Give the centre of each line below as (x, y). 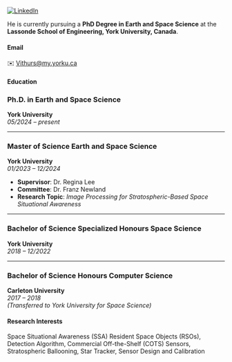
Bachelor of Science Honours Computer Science (90, 275)
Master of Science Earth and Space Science (82, 147)
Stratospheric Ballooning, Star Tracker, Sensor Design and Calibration (106, 351)
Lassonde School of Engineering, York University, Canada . (93, 31)
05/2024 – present (33, 122)
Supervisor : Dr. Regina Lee (56, 182)
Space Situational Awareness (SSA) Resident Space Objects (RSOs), (104, 336)
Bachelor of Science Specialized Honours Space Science (104, 228)
